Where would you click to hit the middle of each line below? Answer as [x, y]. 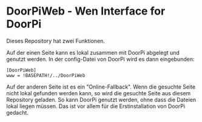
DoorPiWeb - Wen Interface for [86, 11]
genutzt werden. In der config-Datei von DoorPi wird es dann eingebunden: [100, 59]
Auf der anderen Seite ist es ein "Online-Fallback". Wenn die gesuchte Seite [101, 87]
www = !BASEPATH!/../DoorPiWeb [46, 75]
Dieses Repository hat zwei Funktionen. [56, 41]
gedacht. [18, 112]
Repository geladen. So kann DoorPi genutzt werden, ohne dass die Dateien [101, 100]
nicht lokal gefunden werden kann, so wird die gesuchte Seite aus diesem [99, 93]
